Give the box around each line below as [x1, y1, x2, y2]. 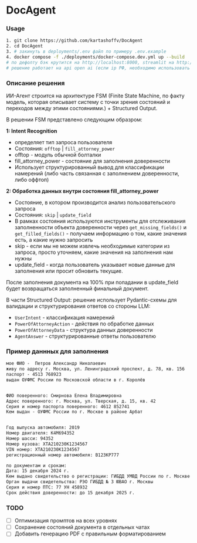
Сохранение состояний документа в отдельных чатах [14, 524, 150, 531]
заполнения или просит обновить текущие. [14, 267, 123, 274]
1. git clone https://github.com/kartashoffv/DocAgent [6, 38, 143, 44]
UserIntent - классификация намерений [14, 314, 115, 321]
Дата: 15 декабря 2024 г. [6, 468, 69, 474]
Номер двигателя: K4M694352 [6, 430, 75, 436]
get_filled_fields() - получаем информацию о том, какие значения [14, 230, 187, 237]
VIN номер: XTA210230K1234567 [6, 446, 80, 452]
